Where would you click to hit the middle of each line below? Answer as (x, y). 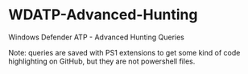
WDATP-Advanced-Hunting (103, 15)
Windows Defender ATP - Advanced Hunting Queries (97, 37)
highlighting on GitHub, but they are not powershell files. (102, 61)
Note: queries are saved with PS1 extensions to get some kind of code (124, 52)
